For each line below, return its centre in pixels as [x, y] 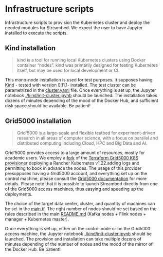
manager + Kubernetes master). [37, 219]
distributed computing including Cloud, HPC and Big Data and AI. [82, 143]
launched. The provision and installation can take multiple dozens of [73, 239]
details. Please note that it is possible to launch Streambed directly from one [81, 183]
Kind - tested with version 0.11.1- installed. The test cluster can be [71, 85]
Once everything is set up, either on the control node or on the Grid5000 [78, 228]
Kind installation [30, 48]
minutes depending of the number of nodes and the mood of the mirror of [79, 244]
